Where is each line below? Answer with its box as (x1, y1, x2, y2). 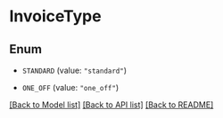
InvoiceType (9, 6, 102, 27)
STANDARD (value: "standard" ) (21, 65, 128, 75)
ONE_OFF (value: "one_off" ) (21, 83, 119, 92)
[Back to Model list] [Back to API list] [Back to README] (9, 99, 214, 110)
